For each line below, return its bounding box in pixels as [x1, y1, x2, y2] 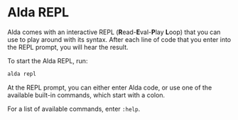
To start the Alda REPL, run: [7, 56, 88, 65]
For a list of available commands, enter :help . [7, 104, 141, 113]
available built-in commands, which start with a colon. [7, 90, 166, 99]
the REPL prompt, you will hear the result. [7, 43, 129, 51]
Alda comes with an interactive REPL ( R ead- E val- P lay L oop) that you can [7, 28, 221, 36]
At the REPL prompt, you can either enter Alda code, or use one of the [7, 83, 212, 92]
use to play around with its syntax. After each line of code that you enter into [7, 35, 232, 43]
